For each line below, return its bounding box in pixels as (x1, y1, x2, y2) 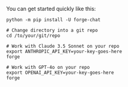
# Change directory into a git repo (6, 27, 98, 33)
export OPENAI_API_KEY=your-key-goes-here (6, 69, 114, 76)
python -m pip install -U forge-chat (6, 17, 101, 23)
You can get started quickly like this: (6, 5, 96, 12)
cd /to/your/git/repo (6, 33, 61, 39)
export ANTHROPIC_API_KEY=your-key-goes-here (6, 48, 122, 54)
